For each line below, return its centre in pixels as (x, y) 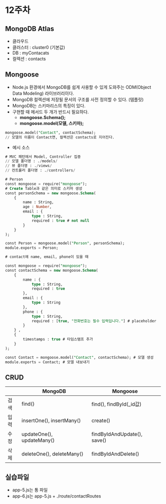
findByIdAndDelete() (115, 454)
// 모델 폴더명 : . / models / (31, 161)
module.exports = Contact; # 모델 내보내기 (47, 362)
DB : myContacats (31, 53)
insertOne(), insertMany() (51, 420)
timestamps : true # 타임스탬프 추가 (58, 339)
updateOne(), (37, 434)
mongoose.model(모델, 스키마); (52, 123)
